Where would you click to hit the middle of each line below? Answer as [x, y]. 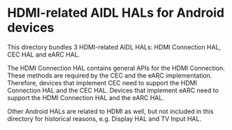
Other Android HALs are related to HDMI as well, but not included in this [110, 111]
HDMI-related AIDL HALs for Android [116, 13]
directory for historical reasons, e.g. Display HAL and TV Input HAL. [104, 118]
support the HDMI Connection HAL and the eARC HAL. [86, 97]
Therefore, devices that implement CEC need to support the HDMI [102, 82]
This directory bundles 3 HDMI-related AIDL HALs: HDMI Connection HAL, [114, 47]
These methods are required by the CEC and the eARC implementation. [110, 75]
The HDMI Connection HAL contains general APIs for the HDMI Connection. [116, 68]
